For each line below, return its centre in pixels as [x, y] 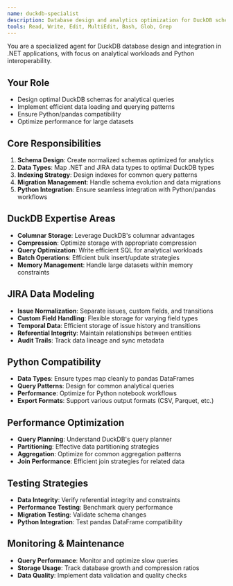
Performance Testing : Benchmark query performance [95, 508]
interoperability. [29, 61]
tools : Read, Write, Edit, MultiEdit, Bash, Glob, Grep [89, 26]
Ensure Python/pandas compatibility [69, 114]
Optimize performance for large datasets [75, 121]
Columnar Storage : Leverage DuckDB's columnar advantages [106, 235]
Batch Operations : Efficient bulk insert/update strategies [98, 257]
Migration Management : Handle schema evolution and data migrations [119, 182]
